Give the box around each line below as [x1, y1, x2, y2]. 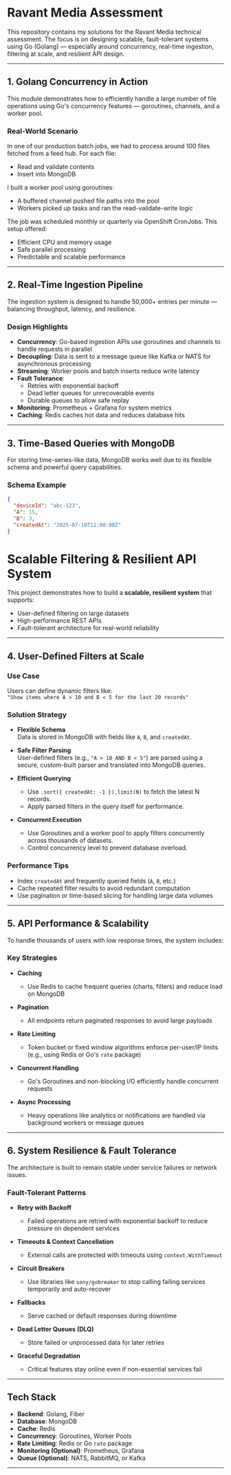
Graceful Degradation [16, 1352, 81, 1360]
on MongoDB [27, 990, 65, 998]
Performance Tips [7, 861, 69, 870]
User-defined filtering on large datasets [16, 609, 129, 618]
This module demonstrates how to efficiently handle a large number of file [7, 94, 217, 103]
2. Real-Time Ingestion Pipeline [7, 279, 144, 291]
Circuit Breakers [16, 1264, 65, 1272]
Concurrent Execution [16, 816, 82, 824]
